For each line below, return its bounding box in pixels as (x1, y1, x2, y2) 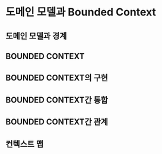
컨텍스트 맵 (5, 139, 44, 149)
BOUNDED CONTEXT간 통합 (5, 95, 108, 105)
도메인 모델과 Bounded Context (5, 5, 157, 19)
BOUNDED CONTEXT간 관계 (5, 117, 108, 127)
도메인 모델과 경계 (5, 31, 67, 41)
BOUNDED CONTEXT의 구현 (5, 73, 108, 83)
